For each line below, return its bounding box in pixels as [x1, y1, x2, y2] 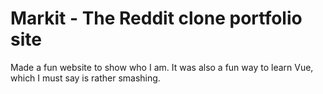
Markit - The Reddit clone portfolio [10, 7, 303, 30]
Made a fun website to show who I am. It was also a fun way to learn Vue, [10, 61, 314, 73]
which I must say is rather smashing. [10, 72, 161, 84]
